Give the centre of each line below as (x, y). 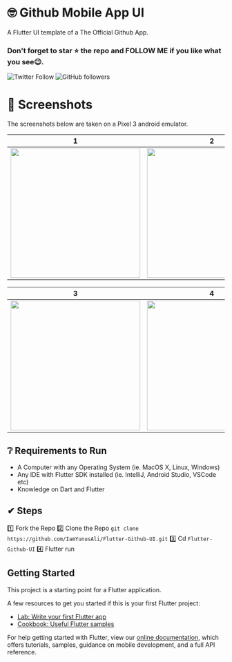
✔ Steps (25, 511)
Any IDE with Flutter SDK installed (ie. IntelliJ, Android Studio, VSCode (116, 474)
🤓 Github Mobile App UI (76, 13)
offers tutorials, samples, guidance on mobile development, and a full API (111, 645)
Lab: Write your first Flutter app (62, 616)
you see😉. (26, 62)
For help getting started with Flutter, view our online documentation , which (113, 637)
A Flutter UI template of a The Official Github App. (78, 32)
